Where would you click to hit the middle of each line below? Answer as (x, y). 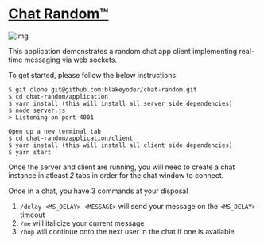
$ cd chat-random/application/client (71, 138)
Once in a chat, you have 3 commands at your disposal (98, 191)
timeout (32, 215)
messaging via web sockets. (71, 60)
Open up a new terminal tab (55, 131)
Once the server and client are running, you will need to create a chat (122, 167)
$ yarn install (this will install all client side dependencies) (120, 145)
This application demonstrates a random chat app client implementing (123, 51)
